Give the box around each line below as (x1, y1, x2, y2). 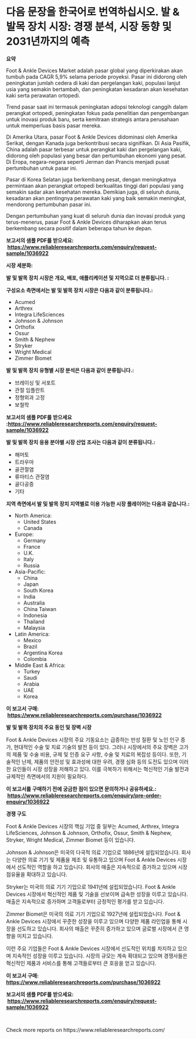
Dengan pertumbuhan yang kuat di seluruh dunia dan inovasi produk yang (6, 212, 185, 219)
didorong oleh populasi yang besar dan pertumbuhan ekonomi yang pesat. (6, 152, 187, 159)
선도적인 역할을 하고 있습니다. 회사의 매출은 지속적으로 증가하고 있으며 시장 (16, 863, 188, 871)
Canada (23, 524, 43, 531)
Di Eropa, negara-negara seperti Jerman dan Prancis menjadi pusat (6, 158, 170, 165)
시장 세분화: (6, 262, 33, 269)
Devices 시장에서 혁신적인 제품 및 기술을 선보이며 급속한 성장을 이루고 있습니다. (6, 890, 188, 898)
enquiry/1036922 (6, 798, 50, 805)
